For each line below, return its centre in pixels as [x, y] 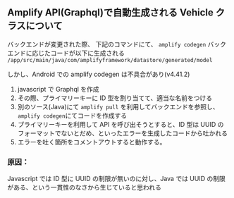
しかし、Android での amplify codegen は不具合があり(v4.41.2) [99, 74]
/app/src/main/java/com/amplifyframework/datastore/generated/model [110, 60]
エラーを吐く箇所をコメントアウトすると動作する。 [92, 142]
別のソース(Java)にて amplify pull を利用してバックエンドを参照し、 [118, 106]
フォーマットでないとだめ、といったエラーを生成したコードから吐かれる [122, 133]
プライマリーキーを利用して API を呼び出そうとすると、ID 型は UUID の [121, 124]
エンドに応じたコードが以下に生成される [66, 53]
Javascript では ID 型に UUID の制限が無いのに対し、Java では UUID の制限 [116, 179]
